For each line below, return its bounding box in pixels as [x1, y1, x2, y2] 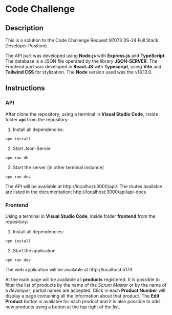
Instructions [5, 84, 45, 92]
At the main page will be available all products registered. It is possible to [5, 276, 160, 283]
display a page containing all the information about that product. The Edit [5, 292, 160, 299]
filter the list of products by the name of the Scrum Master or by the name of [5, 282, 167, 288]
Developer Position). [5, 43, 49, 49]
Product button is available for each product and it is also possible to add [5, 298, 160, 304]
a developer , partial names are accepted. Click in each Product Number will [5, 287, 165, 293]
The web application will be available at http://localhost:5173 [5, 266, 133, 272]
